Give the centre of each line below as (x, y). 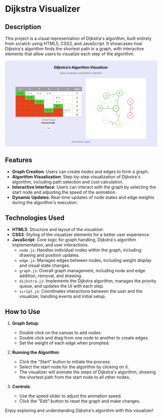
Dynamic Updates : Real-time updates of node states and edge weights (83, 198)
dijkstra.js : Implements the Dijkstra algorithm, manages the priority (88, 281)
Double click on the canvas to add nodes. (60, 332)
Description (23, 27)
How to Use (23, 312)
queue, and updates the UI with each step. (61, 286)
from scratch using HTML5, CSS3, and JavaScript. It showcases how (74, 44)
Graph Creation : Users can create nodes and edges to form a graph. (81, 172)
